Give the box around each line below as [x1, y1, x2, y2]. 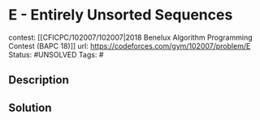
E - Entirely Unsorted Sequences [8, 6, 233, 24]
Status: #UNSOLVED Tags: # [8, 49, 104, 59]
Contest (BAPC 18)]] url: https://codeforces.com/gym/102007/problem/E [8, 41, 251, 50]
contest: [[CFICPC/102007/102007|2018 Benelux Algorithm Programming [8, 32, 253, 42]
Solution [8, 101, 52, 114]
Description [8, 73, 69, 87]
